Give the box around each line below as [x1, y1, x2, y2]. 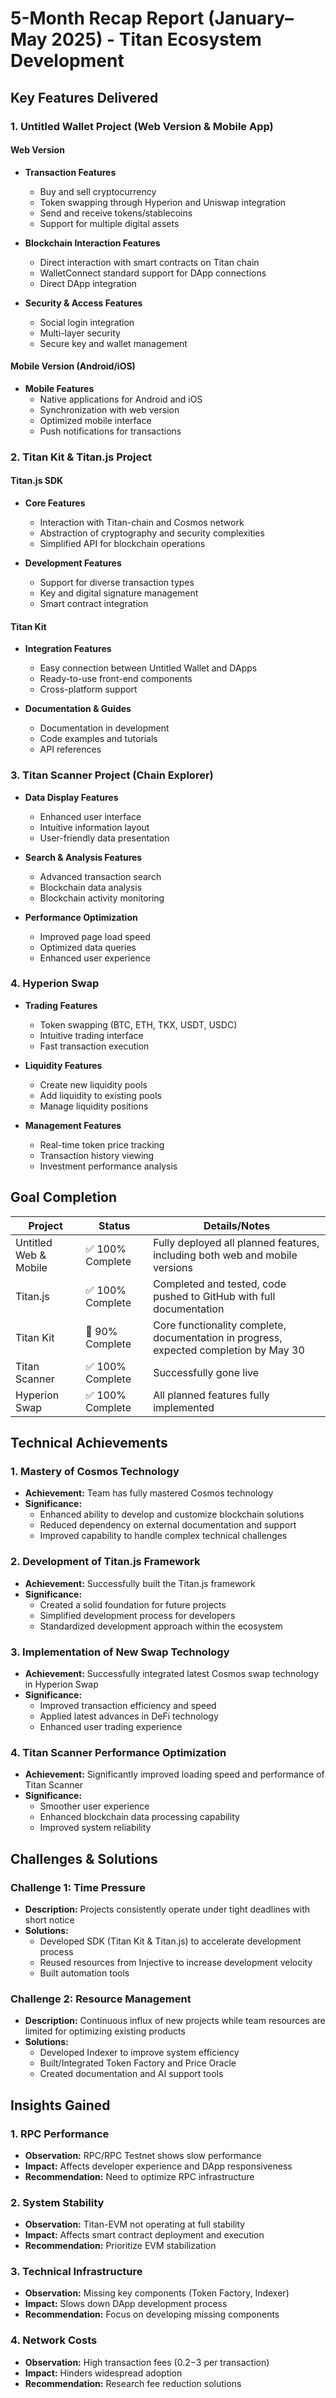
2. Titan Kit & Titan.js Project [10, 450, 152, 464]
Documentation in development [39, 722, 170, 734]
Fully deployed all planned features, [153, 1235, 320, 1249]
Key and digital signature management [39, 587, 199, 599]
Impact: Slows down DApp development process [24, 2298, 228, 2310]
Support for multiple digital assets [39, 217, 180, 229]
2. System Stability [10, 2195, 105, 2209]
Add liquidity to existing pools [39, 1089, 162, 1101]
